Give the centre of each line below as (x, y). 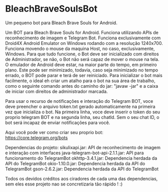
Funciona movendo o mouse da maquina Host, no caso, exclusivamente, (80, 48)
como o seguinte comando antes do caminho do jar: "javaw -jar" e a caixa (82, 86)
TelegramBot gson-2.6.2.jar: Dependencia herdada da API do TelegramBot (82, 169)
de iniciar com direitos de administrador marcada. (56, 91)
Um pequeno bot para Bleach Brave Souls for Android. (61, 23)
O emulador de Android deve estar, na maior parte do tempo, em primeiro (81, 65)
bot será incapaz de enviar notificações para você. (58, 122)
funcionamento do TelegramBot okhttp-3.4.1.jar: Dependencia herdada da (81, 158)
